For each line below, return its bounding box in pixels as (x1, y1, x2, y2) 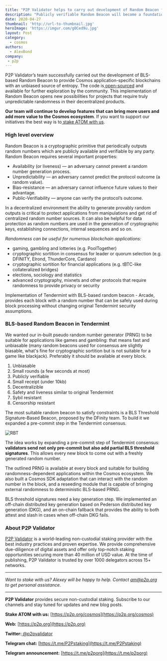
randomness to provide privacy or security (12, 282, 100, 288)
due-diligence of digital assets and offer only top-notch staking (5, 547, 135, 553)
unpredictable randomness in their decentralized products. (5, 98, 126, 105)
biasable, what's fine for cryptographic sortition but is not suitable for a (5, 348, 151, 354)
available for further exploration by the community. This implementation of (5, 88, 158, 94)
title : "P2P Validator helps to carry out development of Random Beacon (5, 7, 159, 12)
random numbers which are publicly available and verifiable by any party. (5, 148, 156, 154)
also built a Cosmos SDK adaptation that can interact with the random (5, 476, 148, 482)
